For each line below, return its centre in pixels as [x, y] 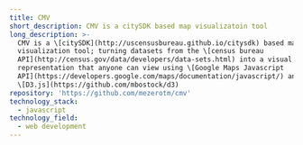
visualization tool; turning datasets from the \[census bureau [141, 51]
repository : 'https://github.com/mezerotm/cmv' [101, 93]
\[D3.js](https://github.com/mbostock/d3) [98, 85]
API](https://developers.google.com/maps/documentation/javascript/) [151, 77]
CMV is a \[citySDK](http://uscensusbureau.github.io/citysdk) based [151, 43]
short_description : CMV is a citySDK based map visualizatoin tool [139, 26]
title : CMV [30, 18]
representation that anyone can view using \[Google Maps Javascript [151, 68]
